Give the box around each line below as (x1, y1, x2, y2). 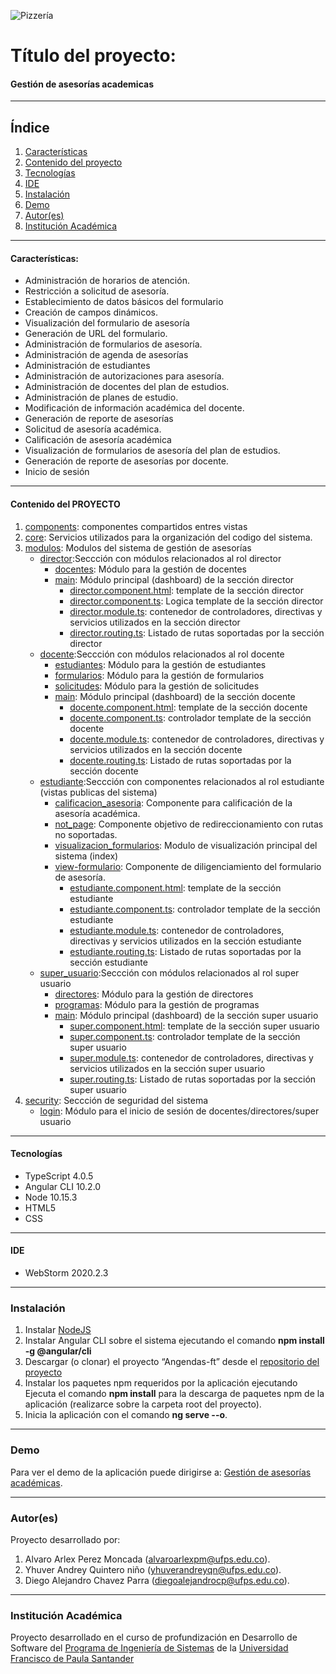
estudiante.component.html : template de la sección (69, 881, 282, 894)
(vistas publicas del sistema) (39, 786, 158, 798)
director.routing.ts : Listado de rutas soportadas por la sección (69, 626, 325, 639)
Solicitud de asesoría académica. (24, 423, 162, 435)
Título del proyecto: (10, 45, 177, 67)
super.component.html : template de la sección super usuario (69, 1020, 320, 1032)
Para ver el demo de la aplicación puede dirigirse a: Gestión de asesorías (10, 1466, 312, 1478)
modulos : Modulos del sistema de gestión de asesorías (24, 541, 252, 554)
